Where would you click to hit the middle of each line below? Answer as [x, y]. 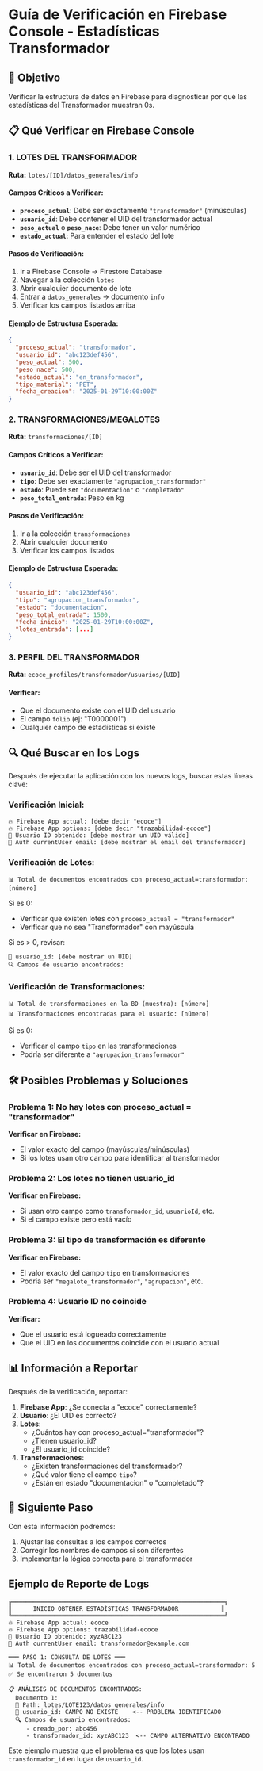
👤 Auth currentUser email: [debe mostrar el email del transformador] [127, 842]
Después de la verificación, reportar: [68, 1391]
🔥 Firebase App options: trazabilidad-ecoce [83, 1630]
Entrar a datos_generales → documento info [92, 297]
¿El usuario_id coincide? [71, 1449]
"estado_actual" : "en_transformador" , [80, 377]
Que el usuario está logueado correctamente [93, 1334]
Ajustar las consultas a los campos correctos [93, 1542]
